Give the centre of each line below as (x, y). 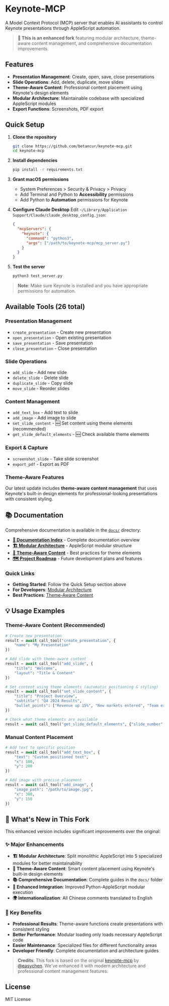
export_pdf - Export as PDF (41, 464)
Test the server (29, 267)
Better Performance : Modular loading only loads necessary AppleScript (87, 934)
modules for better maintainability (47, 863)
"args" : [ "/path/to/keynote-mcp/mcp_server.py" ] (78, 243)
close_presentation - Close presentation (55, 348)
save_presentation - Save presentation (53, 343)
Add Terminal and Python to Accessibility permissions (77, 194)
